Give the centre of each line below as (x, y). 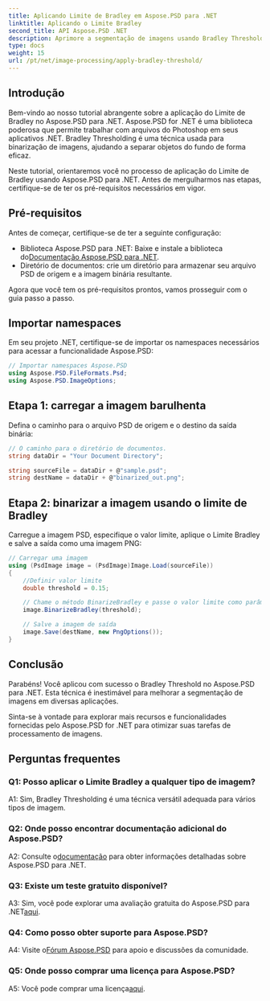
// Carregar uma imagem (48, 558)
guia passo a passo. (41, 297)
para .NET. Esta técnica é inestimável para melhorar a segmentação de (126, 692)
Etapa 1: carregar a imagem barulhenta (107, 406)
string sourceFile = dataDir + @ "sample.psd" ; (88, 470)
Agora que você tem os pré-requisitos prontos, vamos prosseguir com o (128, 289)
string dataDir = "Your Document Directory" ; (86, 456)
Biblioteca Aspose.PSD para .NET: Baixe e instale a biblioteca (121, 248)
